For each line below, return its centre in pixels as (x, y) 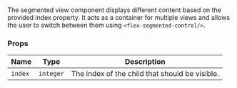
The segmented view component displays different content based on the (114, 10)
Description (145, 62)
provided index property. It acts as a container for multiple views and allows (119, 18)
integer (51, 74)
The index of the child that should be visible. (145, 74)
